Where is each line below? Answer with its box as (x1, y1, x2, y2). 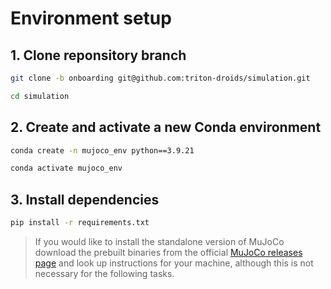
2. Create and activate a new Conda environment (10, 119, 322, 136)
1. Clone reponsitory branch (10, 47, 187, 64)
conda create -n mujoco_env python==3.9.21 (10, 145, 195, 156)
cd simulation (10, 91, 70, 101)
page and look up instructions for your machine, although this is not (34, 257, 314, 269)
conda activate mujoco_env (10, 163, 123, 174)
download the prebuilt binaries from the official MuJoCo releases (34, 247, 303, 258)
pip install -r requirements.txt (10, 218, 150, 228)
